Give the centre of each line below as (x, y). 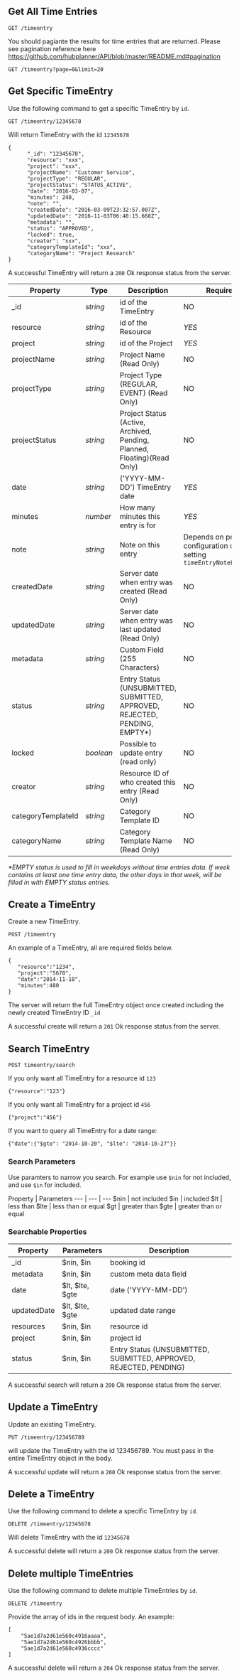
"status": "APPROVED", (60, 228)
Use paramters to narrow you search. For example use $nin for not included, (119, 1177)
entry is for (138, 525)
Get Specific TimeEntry (61, 91)
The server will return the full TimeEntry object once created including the (116, 1005)
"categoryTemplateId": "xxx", (71, 247)
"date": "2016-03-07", (60, 191)
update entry (141, 753)
